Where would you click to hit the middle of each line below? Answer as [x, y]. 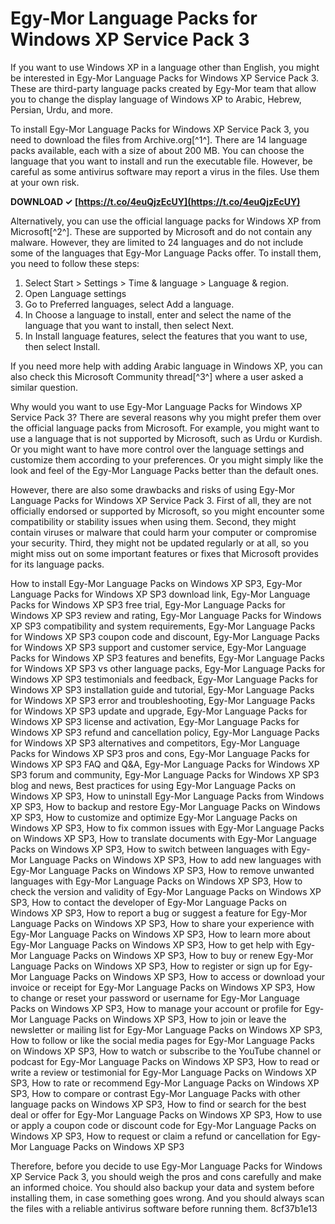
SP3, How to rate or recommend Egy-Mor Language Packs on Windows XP [165, 1083]
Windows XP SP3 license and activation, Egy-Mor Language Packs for [155, 721]
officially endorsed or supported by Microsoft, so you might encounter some [167, 511]
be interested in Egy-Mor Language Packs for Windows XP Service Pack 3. [165, 78]
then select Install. [62, 346]
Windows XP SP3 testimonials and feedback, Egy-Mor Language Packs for [164, 679]
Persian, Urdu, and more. [61, 109]
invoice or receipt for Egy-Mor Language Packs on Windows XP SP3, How [163, 987]
